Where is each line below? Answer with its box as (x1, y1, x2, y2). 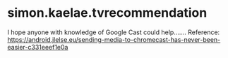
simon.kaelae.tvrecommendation (7, 5, 208, 21)
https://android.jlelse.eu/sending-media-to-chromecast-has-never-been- (7, 35, 221, 43)
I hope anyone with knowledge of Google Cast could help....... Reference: (7, 28, 220, 36)
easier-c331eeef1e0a (7, 43, 68, 51)
